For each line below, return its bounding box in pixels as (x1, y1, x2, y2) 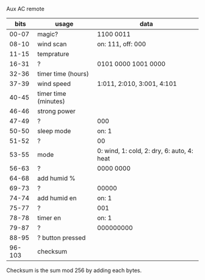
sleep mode (37, 127, 71, 135)
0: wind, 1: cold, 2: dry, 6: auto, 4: (97, 146, 193, 155)
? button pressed (37, 234, 86, 242)
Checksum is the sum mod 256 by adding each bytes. (6, 267, 142, 274)
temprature (37, 50, 70, 58)
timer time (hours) (37, 70, 90, 78)
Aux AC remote (6, 5, 45, 12)
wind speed (37, 79, 71, 88)
